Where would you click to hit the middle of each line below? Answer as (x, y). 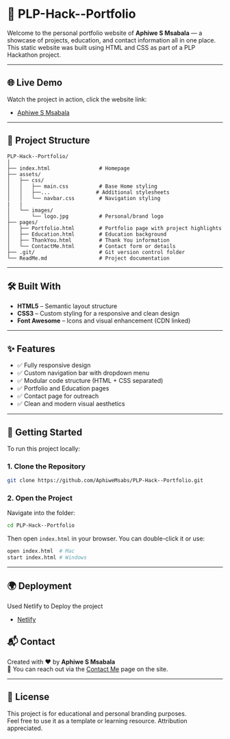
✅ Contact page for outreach (58, 396)
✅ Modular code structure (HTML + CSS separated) (90, 381)
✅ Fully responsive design (54, 365)
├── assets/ (24, 174)
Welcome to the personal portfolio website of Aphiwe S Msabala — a (105, 33)
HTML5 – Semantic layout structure (67, 306)
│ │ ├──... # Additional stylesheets (88, 192)
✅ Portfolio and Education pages (63, 388)
